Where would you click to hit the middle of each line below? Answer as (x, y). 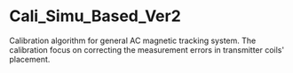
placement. (30, 59)
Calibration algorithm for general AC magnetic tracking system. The (133, 40)
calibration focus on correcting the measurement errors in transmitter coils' (147, 49)
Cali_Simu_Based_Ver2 (95, 16)
